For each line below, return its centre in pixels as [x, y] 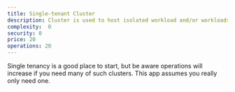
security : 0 [24, 33]
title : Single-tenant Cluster [51, 14]
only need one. [29, 80]
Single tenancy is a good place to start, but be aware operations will [105, 66]
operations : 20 [29, 46]
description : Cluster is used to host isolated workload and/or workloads [119, 20]
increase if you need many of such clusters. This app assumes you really [112, 73]
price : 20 [22, 40]
